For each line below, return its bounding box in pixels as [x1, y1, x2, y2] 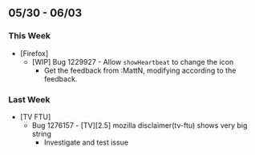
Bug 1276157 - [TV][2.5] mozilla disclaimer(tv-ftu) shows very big [31, 120, 248, 130]
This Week [8, 30, 51, 42]
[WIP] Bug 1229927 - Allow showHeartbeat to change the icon [31, 57, 234, 66]
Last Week [8, 93, 51, 105]
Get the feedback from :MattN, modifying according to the [43, 66, 237, 75]
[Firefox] [19, 48, 49, 58]
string [31, 129, 52, 138]
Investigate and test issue [43, 137, 129, 147]
